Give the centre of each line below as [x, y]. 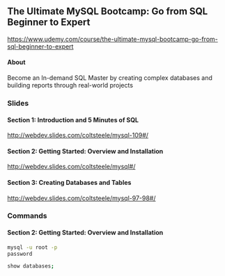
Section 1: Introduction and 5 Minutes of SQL [73, 120]
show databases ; [31, 266]
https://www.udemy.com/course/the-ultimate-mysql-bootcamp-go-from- [113, 39]
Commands [27, 216]
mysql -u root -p [32, 247]
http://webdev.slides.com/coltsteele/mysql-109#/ [78, 136]
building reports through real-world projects [70, 86]
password [20, 254]
